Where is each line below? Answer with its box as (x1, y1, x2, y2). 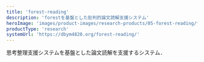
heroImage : (6, 20, 34, 26)
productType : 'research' (6, 26, 69, 32)
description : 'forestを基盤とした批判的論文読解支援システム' (6, 15, 149, 21)
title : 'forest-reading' (6, 9, 69, 15)
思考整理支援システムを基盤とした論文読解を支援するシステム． (6, 49, 166, 57)
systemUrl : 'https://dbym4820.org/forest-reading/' (6, 32, 140, 38)
